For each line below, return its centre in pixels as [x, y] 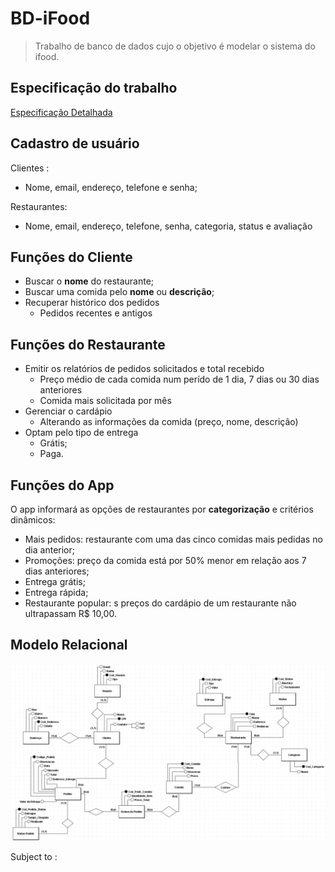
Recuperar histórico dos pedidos [92, 303]
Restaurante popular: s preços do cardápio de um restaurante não [160, 603]
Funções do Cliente [71, 257]
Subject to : [34, 857]
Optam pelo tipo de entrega [81, 433]
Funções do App [62, 485]
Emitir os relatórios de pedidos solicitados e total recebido [144, 369]
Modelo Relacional [69, 645]
